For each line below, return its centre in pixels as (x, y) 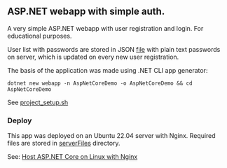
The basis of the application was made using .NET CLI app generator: (108, 70)
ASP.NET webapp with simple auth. (86, 12)
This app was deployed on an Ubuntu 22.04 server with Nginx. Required (111, 136)
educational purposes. (40, 36)
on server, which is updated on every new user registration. (93, 57)
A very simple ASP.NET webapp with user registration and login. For (105, 28)
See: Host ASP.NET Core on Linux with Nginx (73, 157)
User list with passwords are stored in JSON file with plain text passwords (114, 49)
